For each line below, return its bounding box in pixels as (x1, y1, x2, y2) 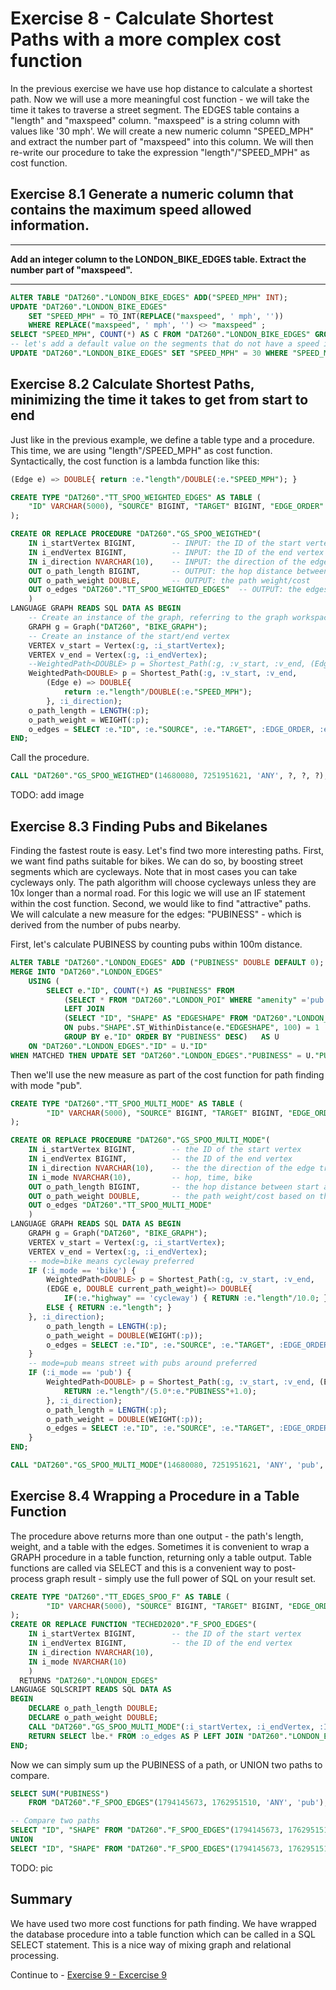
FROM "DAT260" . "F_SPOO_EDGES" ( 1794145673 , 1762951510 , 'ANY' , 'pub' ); (28, 1798, 329, 1808)
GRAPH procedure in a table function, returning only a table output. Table (10, 1551, 312, 1563)
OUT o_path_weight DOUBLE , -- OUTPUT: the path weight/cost (28, 575, 311, 586)
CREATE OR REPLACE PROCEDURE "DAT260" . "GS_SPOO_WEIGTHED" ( (10, 529, 262, 539)
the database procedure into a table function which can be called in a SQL (10, 1928, 316, 1940)
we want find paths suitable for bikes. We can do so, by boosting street (10, 855, 303, 867)
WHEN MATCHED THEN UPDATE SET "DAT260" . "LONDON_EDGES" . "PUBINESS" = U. (10, 1050, 315, 1061)
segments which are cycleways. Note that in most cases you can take (10, 866, 298, 877)
